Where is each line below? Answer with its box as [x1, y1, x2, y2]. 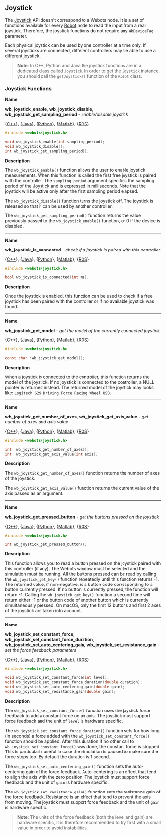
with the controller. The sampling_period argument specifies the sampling [5, 177, 155, 183]
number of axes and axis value [5, 419, 68, 425]
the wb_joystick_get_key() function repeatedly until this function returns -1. [5, 576, 159, 582]
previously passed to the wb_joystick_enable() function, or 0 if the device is [5, 217, 161, 224]
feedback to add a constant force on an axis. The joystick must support [5, 712, 151, 718]
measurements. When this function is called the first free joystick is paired [5, 172, 157, 178]
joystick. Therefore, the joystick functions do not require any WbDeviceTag [5, 27, 154, 34]
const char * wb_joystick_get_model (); [5, 356, 85, 361]
